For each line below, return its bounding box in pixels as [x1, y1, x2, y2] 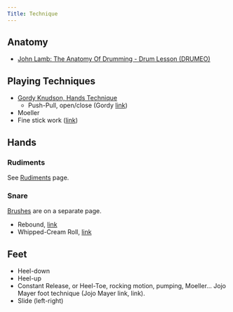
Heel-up [17, 274, 42, 283]
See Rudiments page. [7, 173, 69, 182]
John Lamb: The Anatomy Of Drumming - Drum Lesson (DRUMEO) [17, 55, 211, 63]
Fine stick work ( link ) [17, 116, 79, 125]
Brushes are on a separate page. [7, 207, 102, 215]
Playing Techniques [7, 75, 96, 87]
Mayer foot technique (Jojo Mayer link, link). [17, 289, 145, 298]
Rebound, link [17, 220, 58, 229]
